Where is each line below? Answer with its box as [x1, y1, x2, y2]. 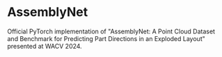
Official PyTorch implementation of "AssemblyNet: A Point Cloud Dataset [7, 27, 216, 35]
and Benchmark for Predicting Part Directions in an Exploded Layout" [7, 34, 205, 42]
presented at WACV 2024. [7, 42, 82, 50]
